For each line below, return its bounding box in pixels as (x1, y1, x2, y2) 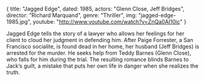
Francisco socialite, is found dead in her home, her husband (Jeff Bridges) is (6, 43, 199, 50)
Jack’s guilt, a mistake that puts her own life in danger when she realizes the (6, 62, 199, 69)
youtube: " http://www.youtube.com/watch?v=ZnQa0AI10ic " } (32, 18, 187, 25)
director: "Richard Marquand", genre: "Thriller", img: (6, 12, 137, 19)
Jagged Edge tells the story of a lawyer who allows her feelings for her (6, 30, 185, 37)
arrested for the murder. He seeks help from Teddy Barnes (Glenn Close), (6, 49, 192, 57)
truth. (6, 69, 20, 76)
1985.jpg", (6, 18, 32, 25)
